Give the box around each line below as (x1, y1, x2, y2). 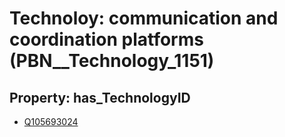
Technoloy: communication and (9, 7, 279, 30)
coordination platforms (9, 28, 204, 51)
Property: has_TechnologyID (9, 89, 191, 106)
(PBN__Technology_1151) (9, 50, 215, 72)
